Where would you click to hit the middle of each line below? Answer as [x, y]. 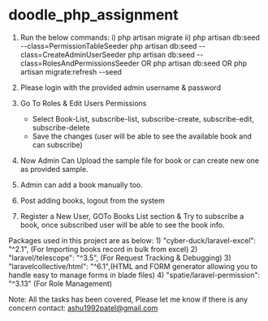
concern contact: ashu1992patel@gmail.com [83, 308]
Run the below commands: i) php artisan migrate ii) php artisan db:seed [140, 37]
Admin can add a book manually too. [82, 185]
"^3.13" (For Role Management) [60, 283]
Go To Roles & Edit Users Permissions [83, 103]
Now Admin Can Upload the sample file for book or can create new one [140, 160]
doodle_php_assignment [93, 15]
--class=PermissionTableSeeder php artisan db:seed [108, 45]
